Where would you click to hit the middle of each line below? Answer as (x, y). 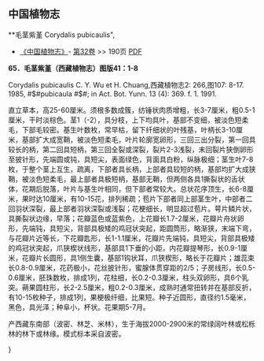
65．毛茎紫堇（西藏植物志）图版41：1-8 (73, 68)
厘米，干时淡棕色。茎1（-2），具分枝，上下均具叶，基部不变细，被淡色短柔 (128, 120)
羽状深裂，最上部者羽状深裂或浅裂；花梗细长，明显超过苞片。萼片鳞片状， (135, 208)
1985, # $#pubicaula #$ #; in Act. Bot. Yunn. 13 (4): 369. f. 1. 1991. (113, 94)
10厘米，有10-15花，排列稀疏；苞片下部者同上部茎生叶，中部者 (144, 199)
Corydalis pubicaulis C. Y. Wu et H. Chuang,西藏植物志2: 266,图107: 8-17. (126, 84)
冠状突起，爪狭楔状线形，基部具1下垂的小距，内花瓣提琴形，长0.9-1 (131, 247)
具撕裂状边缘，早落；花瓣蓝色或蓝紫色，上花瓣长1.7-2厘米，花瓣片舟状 (123, 218)
